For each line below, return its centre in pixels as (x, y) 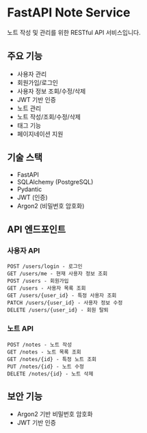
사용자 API (24, 250)
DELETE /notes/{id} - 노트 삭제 (50, 374)
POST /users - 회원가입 (38, 281)
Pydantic (29, 189)
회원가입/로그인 (38, 82)
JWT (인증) (32, 197)
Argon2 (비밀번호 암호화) (51, 206)
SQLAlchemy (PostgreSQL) (55, 182)
